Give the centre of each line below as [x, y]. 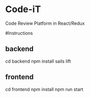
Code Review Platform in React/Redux [45, 23]
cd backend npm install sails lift [38, 61]
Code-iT [23, 9]
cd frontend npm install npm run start [44, 89]
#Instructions [19, 33]
